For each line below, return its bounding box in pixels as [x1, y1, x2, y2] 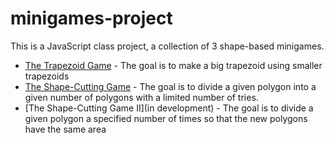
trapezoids [24, 70, 70, 82]
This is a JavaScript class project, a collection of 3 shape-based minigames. [10, 40, 325, 52]
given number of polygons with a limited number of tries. [24, 91, 259, 103]
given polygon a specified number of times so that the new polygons [24, 112, 308, 124]
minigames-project [10, 7, 173, 30]
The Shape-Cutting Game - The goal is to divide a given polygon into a [24, 80, 317, 92]
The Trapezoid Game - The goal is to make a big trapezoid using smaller [24, 59, 323, 71]
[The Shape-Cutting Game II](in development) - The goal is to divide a [24, 102, 314, 114]
